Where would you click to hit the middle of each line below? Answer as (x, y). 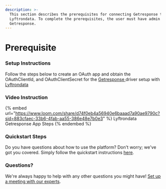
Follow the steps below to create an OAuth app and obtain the (68, 74)
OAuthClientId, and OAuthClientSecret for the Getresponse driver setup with (83, 79)
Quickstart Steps (26, 136)
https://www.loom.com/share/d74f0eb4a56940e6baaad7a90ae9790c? (87, 113)
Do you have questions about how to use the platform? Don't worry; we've (81, 147)
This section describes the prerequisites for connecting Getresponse (84, 14)
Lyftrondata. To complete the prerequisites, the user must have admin (85, 19)
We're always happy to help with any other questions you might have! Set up (83, 176)
